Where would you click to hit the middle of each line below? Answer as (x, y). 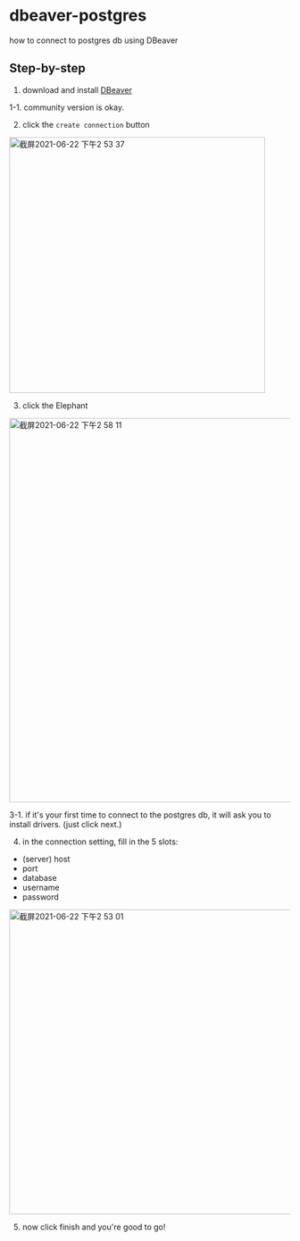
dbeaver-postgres (78, 16)
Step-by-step (48, 68)
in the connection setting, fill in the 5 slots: (100, 842)
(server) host (46, 859)
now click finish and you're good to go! (94, 1227)
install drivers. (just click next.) (66, 824)
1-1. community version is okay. (67, 107)
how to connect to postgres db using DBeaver (94, 40)
